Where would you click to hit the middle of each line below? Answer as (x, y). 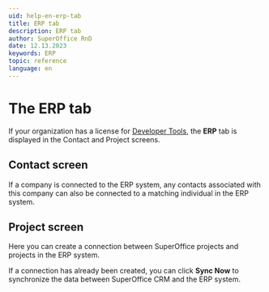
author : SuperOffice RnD (50, 38)
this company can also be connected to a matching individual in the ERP (129, 193)
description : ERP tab (45, 31)
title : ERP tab (34, 23)
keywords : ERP (32, 53)
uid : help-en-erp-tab (45, 16)
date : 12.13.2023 (38, 46)
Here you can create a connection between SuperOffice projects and (124, 247)
